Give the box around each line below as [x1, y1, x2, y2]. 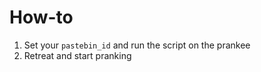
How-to [9, 6, 74, 29]
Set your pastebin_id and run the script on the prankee [23, 39, 251, 51]
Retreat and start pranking [23, 49, 132, 61]
